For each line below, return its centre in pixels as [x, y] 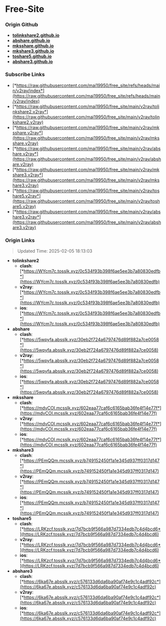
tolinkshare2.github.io [36, 35]
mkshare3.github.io [33, 51]
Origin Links [20, 240]
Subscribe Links [25, 74]
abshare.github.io [31, 41]
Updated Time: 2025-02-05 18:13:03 [55, 251]
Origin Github [22, 25]
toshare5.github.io [32, 56]
